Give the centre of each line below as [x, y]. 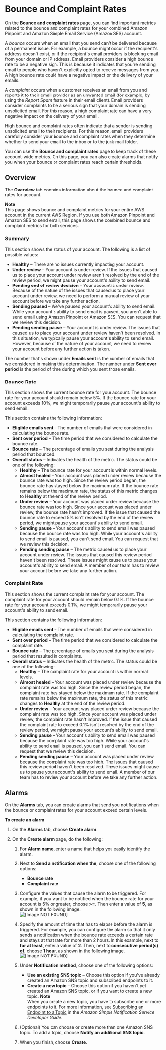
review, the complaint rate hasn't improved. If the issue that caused [88, 719]
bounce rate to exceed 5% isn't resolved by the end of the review [86, 518]
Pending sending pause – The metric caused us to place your [83, 549]
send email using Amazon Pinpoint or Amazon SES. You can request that [86, 317]
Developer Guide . [45, 1018]
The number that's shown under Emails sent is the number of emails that [80, 359]
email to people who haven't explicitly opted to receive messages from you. [82, 69]
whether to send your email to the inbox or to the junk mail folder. [72, 142]
